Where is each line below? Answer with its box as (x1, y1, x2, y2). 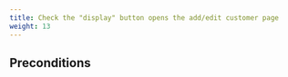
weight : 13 (9, 22, 51, 31)
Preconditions (9, 55, 91, 71)
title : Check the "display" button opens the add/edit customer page (9, 13, 280, 23)
